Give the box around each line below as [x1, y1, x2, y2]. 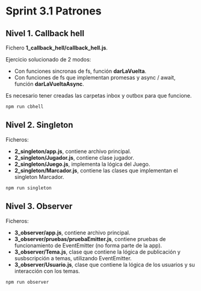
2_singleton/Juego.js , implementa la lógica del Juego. [14, 160, 150, 167]
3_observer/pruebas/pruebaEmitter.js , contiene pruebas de [14, 235, 166, 242]
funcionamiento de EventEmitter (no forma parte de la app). [14, 242, 162, 249]
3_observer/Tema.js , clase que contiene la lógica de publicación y [14, 248, 181, 255]
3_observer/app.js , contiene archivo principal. [14, 229, 131, 236]
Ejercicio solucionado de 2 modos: [5, 56, 91, 63]
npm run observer [5, 279, 49, 285]
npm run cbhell [5, 104, 44, 110]
